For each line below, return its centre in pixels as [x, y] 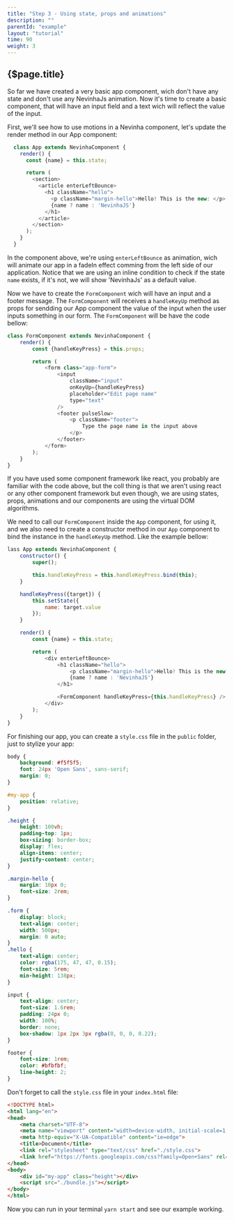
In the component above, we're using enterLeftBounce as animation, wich [112, 257]
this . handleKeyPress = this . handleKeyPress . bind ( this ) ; [115, 575]
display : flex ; [42, 847]
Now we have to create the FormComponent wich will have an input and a [109, 293]
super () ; [45, 563]
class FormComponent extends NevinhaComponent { [79, 336]
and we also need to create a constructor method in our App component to [114, 529]
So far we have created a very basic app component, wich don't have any [113, 91]
